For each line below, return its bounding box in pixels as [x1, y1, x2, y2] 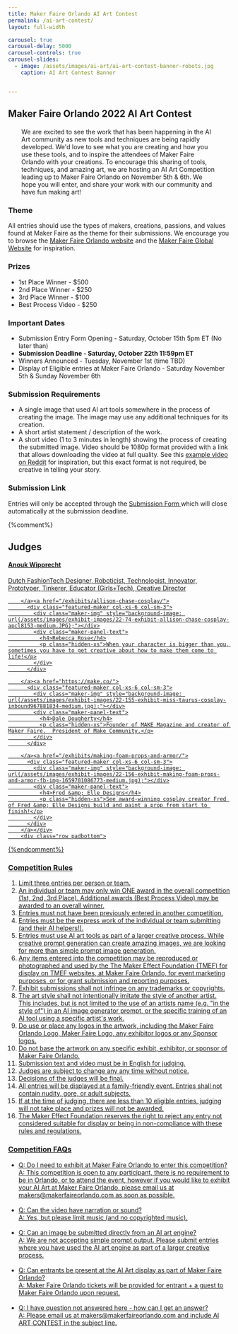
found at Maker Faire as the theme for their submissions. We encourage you [8, 229, 230, 238]
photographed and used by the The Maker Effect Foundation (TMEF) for [18, 961, 228, 970]
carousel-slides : [8, 56, 59, 64]
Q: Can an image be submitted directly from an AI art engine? [18, 1228, 197, 1236]
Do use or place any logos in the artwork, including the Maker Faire [18, 1021, 214, 1030]
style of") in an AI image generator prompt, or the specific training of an [18, 1007, 227, 1015]
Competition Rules [8, 863, 73, 873]
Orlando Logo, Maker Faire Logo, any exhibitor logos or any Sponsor [18, 1029, 218, 1038]
